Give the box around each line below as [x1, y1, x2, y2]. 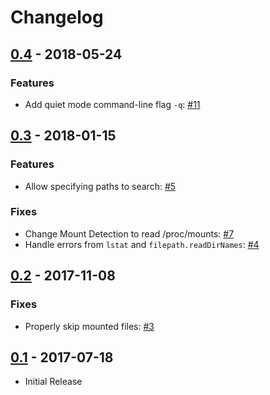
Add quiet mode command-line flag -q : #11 [24, 98, 201, 110]
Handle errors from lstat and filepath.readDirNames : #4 [24, 238, 260, 250]
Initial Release [24, 376, 83, 388]
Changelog [10, 6, 104, 29]
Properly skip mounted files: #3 [24, 320, 155, 332]
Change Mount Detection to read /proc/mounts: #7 [24, 227, 235, 240]
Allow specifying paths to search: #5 [24, 180, 177, 192]
